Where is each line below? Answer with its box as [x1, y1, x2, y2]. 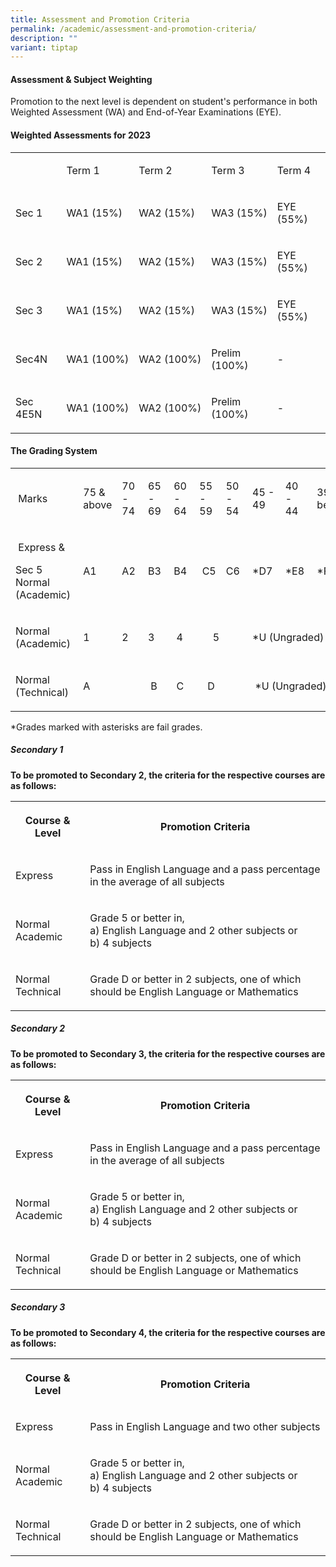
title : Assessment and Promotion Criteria [10, 14, 190, 25]
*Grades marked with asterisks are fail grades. [10, 721, 203, 733]
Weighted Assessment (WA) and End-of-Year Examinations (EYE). [10, 106, 282, 118]
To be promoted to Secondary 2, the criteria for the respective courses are [10, 769, 326, 781]
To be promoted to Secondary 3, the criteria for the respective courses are [10, 1047, 326, 1060]
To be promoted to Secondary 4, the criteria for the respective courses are [10, 1326, 326, 1338]
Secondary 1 [10, 744, 64, 756]
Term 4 [276, 163, 312, 177]
